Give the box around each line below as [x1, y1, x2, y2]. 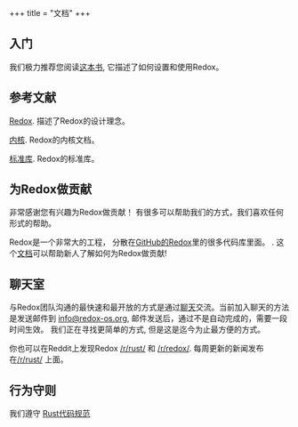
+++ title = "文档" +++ [9, 8, 91, 18]
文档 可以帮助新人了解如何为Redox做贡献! [17, 248, 167, 259]
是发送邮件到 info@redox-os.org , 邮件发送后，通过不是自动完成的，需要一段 [9, 313, 287, 324]
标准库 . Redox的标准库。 [9, 153, 100, 164]
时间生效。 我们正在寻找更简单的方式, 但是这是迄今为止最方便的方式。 [9, 324, 265, 335]
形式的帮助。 [9, 218, 56, 229]
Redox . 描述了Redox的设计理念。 [9, 115, 131, 126]
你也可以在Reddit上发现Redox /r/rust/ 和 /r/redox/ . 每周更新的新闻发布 [9, 343, 264, 354]
